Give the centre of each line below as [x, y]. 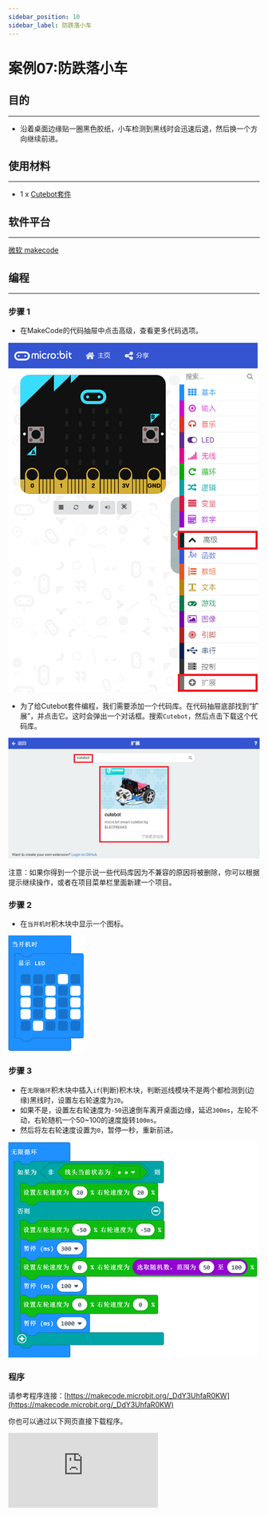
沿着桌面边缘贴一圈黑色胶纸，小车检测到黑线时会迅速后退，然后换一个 [135, 129]
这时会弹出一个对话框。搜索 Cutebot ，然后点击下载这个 [161, 716]
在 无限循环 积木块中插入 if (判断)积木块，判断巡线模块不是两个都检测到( [134, 1090]
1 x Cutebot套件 [45, 194]
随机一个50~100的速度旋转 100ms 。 [104, 1119]
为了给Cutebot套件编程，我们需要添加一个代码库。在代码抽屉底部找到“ [136, 706]
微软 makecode [33, 250]
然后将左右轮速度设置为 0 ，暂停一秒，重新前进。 [99, 1130]
